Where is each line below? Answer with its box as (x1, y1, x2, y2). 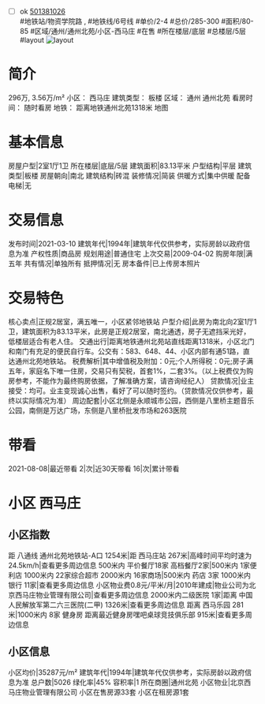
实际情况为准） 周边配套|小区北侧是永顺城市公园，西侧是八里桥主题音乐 (21, 395, 255, 405)
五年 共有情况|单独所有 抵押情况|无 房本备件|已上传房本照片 (8, 258, 201, 268)
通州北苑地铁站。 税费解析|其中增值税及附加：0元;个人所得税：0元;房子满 (14, 356, 254, 365)
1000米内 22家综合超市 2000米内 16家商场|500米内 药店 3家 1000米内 (23, 570, 251, 579)
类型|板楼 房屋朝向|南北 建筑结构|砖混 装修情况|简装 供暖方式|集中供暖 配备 (8, 170, 251, 180)
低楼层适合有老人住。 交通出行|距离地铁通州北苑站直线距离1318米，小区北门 (8, 336, 255, 346)
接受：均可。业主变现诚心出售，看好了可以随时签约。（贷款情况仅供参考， (8, 386, 247, 395)
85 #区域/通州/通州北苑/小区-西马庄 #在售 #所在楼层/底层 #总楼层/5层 (19, 27, 246, 36)
